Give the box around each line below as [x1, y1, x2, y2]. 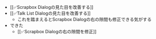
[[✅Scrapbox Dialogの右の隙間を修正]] [17, 29, 97, 34]
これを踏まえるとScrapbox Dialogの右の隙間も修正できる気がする [17, 17, 152, 22]
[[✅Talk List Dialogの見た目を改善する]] [9, 10, 91, 16]
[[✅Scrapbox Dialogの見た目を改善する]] [9, 4, 94, 10]
